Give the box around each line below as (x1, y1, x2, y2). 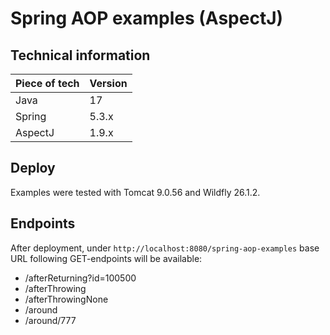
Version (89, 77, 128, 90)
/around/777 (24, 314, 77, 326)
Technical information (10, 47, 151, 64)
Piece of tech (15, 77, 80, 90)
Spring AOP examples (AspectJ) (10, 7, 284, 30)
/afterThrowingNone (24, 293, 109, 305)
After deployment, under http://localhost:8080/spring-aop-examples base (10, 242, 320, 254)
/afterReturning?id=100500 (24, 272, 137, 284)
